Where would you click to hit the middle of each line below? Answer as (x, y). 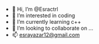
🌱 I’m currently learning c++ (46, 22)
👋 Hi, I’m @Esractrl (35, 9)
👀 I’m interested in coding (43, 15)
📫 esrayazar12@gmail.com (46, 35)
